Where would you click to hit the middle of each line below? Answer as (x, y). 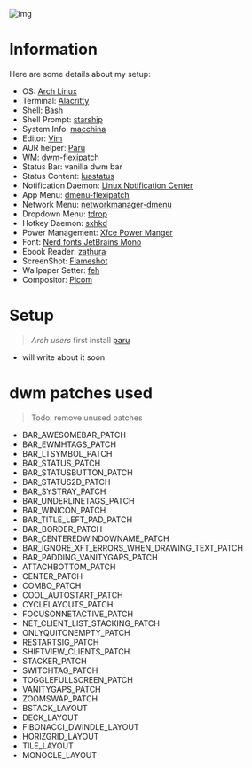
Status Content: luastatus (68, 176)
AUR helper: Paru (54, 147)
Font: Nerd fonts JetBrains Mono (82, 242)
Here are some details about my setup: (80, 74)
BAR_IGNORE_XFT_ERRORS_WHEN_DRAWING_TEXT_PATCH (133, 548)
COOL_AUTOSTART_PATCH (73, 595)
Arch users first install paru (80, 340)
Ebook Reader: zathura (64, 251)
